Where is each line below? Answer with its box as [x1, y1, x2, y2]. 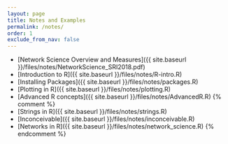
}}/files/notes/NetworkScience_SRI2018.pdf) [17, 63, 145, 71]
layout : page [7, 10, 45, 17]
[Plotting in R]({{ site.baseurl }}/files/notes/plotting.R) [17, 85, 171, 94]
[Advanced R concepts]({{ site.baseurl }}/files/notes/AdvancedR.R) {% [17, 92, 222, 101]
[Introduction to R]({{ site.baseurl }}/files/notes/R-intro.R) [17, 71, 183, 79]
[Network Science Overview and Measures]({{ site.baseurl [17, 55, 187, 64]
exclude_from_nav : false [7, 36, 80, 43]
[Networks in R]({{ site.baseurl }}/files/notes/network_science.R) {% [17, 122, 215, 131]
